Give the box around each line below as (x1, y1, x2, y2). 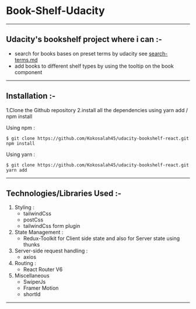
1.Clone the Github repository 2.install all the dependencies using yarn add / (6, 106, 188, 113)
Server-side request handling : (14, 247, 88, 255)
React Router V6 (23, 266, 63, 273)
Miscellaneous (14, 272, 50, 279)
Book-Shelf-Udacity (6, 4, 105, 18)
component (14, 68, 43, 75)
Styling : (14, 204, 35, 211)
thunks (23, 241, 40, 248)
